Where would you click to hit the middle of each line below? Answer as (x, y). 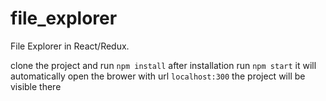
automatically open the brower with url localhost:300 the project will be (158, 76)
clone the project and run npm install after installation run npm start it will (163, 65)
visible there (36, 86)
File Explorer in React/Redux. (70, 46)
